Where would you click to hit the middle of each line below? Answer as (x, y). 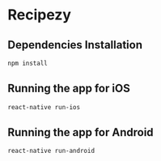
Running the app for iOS (69, 89)
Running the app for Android (81, 132)
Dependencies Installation (75, 45)
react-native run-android (51, 151)
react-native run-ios (44, 107)
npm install (28, 63)
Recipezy (40, 15)
